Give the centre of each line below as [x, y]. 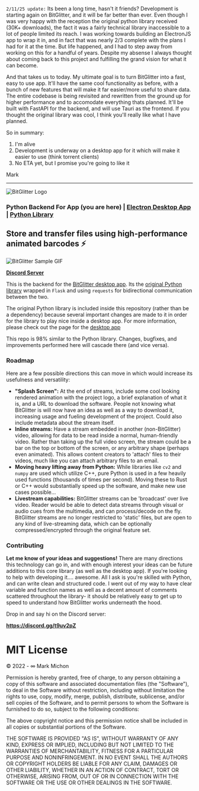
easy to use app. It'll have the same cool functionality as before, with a [92, 83]
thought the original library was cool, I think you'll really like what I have [93, 115]
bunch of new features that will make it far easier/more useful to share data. [99, 89]
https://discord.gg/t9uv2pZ [41, 626]
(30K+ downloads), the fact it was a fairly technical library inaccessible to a [98, 27]
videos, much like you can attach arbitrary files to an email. [86, 461]
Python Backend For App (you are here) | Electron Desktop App [99, 207]
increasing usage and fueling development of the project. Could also [98, 417]
